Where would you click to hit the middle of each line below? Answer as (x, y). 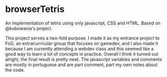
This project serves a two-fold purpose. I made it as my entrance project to (82, 38)
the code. (15, 70)
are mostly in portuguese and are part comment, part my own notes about (81, 64)
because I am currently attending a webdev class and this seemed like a (79, 48)
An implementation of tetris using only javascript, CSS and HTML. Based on (83, 23)
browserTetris (35, 9)
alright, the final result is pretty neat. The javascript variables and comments (84, 59)
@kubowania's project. (29, 28)
